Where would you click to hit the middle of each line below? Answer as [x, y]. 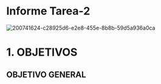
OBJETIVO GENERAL [46, 75]
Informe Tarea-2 [48, 11]
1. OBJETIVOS [42, 52]
